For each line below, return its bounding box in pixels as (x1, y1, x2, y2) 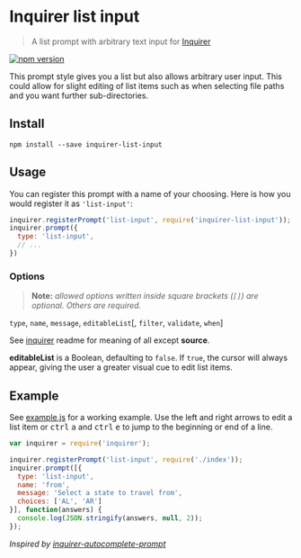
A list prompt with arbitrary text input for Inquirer (31, 36, 211, 47)
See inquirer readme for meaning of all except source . (9, 335, 210, 346)
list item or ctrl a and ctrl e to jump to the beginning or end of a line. (9, 421, 273, 433)
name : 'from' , (17, 480, 70, 490)
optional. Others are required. (31, 300, 142, 311)
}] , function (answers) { (9, 506, 102, 515)
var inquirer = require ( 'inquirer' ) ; (9, 439, 151, 448)
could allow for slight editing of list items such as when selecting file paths (9, 80, 285, 91)
